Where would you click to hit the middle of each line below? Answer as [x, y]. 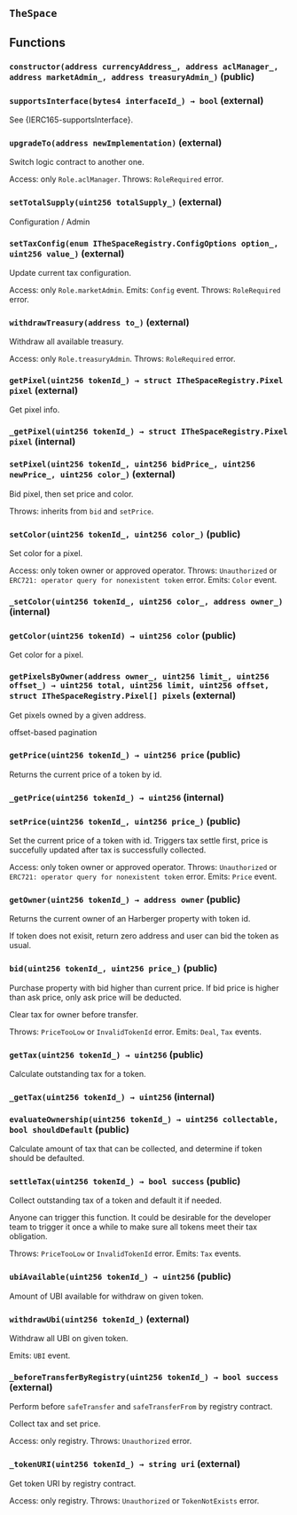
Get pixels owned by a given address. [78, 715]
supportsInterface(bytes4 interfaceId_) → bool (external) [137, 100]
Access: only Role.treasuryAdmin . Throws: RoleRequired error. [123, 359]
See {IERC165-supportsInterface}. [71, 120]
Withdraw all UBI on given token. [69, 1338]
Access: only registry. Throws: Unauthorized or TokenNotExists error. [134, 1500]
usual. [20, 946]
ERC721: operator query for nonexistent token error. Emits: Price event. [143, 876]
